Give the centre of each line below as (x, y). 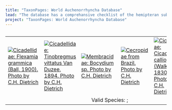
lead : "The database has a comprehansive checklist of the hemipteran (82, 15)
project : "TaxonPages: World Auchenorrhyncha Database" (66, 19)
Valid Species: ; (110, 100)
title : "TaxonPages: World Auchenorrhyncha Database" (64, 10)
